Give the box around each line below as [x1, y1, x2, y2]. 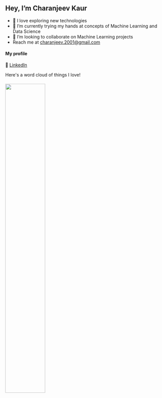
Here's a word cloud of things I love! [5, 72, 81, 78]
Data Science [12, 28, 41, 34]
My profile [5, 51, 28, 57]
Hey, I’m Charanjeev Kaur [5, 4, 88, 13]
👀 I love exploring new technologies [12, 17, 87, 23]
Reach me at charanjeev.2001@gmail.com [12, 39, 100, 45]
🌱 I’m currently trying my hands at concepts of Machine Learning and [12, 23, 157, 29]
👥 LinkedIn [5, 62, 27, 68]
